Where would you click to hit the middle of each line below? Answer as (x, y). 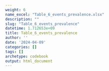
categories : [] (21, 47)
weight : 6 (16, 10)
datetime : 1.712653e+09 (30, 28)
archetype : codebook (27, 56)
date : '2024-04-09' (26, 42)
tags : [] (14, 51)
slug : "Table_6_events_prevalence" (42, 24)
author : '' (17, 38)
